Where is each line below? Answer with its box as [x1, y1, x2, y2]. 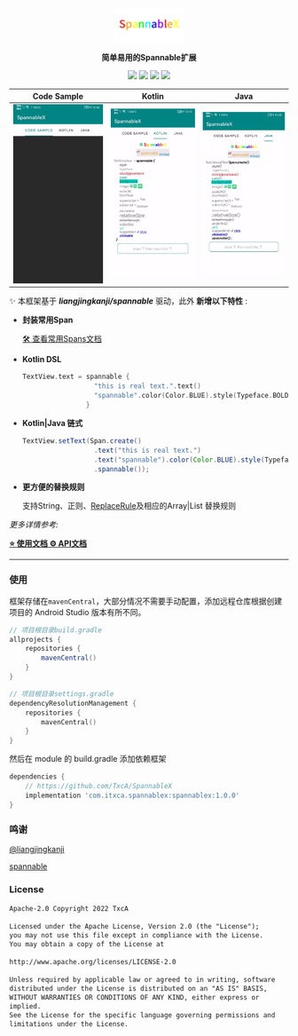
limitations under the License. [9, 1020, 129, 1029]
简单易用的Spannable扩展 [101, 52, 197, 62]
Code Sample [32, 91, 84, 101]
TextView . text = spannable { [21, 372, 130, 382]
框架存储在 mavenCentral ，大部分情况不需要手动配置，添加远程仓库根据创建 [9, 596, 282, 606]
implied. [9, 1002, 42, 1011]
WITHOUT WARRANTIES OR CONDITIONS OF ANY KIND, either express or [9, 993, 260, 1002]
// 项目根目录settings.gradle [9, 689, 114, 699]
